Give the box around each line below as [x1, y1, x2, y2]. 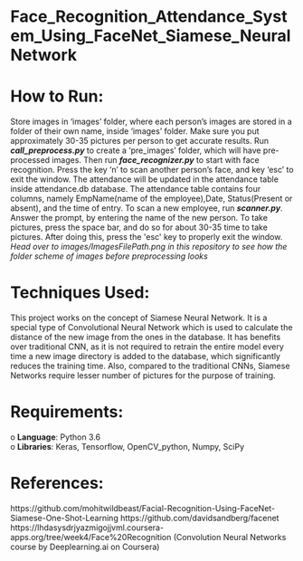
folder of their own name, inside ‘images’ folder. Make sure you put [10, 126, 260, 137]
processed [10, 155, 51, 166]
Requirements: [10, 402, 124, 423]
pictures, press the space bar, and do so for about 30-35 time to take [10, 222, 268, 233]
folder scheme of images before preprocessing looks [10, 251, 209, 261]
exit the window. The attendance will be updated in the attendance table [10, 174, 279, 185]
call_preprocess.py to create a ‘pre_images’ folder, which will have [10, 145, 261, 156]
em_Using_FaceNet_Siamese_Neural [10, 25, 291, 46]
